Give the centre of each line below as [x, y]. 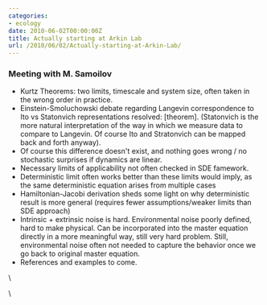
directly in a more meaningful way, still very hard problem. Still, [124, 237]
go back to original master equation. [80, 253]
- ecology [25, 23]
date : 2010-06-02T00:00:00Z [55, 31]
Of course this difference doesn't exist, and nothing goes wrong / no [133, 151]
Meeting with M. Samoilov [60, 74]
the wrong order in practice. [66, 100]
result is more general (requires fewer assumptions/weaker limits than [136, 203]
